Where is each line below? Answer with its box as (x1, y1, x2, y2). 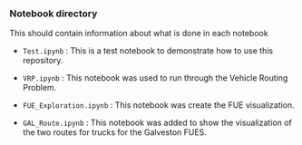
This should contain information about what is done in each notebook (9, 28, 269, 39)
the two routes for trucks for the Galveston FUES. (22, 127, 207, 138)
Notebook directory (9, 7, 98, 20)
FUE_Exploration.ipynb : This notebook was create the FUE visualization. (22, 100, 295, 111)
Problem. (22, 82, 57, 93)
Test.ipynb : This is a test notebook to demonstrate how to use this (22, 45, 274, 56)
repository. (22, 55, 63, 66)
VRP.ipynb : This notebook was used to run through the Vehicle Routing (22, 72, 288, 83)
